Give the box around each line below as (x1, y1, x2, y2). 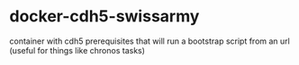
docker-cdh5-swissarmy (9, 6, 200, 27)
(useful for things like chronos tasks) (9, 45, 146, 55)
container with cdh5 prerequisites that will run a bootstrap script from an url (9, 36, 290, 46)
